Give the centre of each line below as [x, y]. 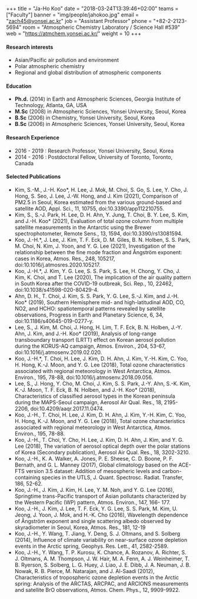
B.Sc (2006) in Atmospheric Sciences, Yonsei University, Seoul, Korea [100, 124]
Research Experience [33, 137]
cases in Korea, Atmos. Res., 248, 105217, [65, 258]
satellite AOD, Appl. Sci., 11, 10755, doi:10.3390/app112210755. [89, 208]
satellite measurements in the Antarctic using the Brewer [83, 227]
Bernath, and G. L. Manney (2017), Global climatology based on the [96, 465]
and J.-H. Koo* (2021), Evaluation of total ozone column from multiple [99, 221]
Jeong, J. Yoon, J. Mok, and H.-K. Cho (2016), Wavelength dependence [101, 515]
